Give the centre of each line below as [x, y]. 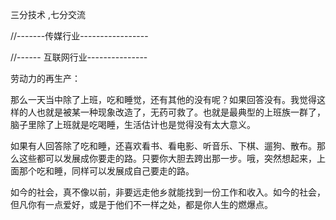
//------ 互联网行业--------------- [79, 57]
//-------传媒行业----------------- [79, 36]
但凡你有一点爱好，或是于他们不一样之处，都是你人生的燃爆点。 [141, 204]
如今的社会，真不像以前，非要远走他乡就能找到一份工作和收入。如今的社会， [168, 192]
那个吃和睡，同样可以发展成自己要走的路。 [106, 171]
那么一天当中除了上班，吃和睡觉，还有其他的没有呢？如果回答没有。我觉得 [163, 99]
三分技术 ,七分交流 [48, 14]
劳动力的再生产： [45, 78]
